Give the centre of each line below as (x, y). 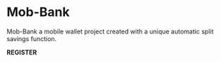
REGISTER (22, 52)
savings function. (32, 38)
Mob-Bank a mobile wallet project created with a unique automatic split (110, 31)
